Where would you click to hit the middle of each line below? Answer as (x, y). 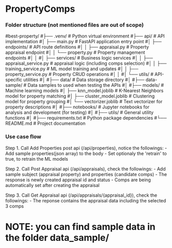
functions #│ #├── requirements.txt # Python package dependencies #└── (86, 118)
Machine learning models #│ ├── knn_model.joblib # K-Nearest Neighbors (84, 91)
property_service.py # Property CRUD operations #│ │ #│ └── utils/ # (80, 74)
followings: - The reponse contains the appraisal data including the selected (86, 200)
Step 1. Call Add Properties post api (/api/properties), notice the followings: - (86, 148)
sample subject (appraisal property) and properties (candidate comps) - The (86, 174)
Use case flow (23, 137)
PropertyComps (40, 9)
